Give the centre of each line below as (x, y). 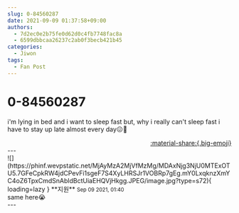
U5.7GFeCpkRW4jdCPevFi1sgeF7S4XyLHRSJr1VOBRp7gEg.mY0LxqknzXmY (119, 173)
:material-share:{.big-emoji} (191, 143)
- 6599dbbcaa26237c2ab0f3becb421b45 (68, 40)
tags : (15, 60)
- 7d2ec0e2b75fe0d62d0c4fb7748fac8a (68, 34)
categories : (25, 47)
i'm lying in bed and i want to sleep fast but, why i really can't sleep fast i (114, 121)
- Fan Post (30, 67)
